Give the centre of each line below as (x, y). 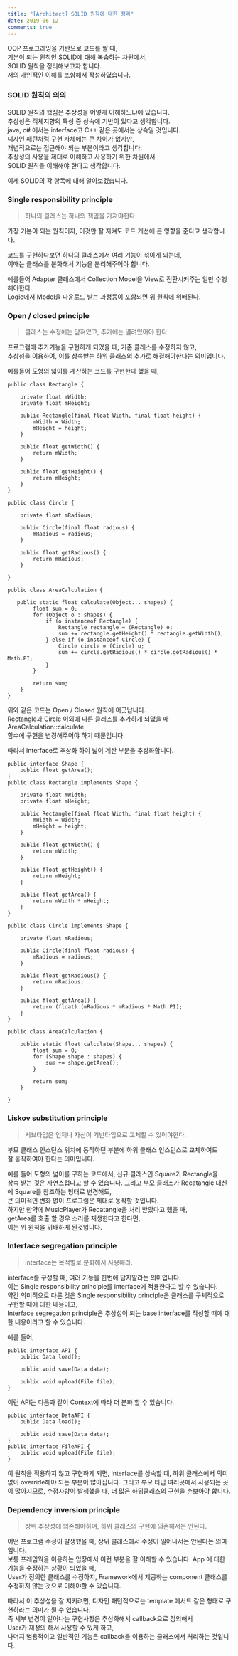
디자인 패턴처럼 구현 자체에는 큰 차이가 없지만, (71, 139)
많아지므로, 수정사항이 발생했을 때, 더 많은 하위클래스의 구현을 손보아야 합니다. (123, 1491)
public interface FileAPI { (49, 1446)
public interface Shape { (45, 764)
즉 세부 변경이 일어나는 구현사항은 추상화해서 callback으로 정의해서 (100, 1619)
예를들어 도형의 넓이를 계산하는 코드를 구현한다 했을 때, (83, 371)
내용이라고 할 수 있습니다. (50, 1322)
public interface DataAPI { (49, 1415)
